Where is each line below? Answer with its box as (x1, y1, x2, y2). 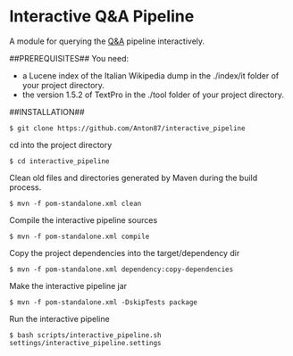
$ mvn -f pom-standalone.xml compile (9, 232, 150, 241)
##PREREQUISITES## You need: (9, 53, 130, 63)
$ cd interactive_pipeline (9, 156, 110, 166)
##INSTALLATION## (9, 106, 85, 117)
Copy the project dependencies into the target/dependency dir (9, 247, 240, 258)
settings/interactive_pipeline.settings (9, 338, 163, 347)
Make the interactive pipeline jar (9, 280, 128, 291)
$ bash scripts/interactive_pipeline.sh (9, 330, 163, 340)
